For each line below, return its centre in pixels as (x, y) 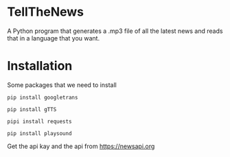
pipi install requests (39, 121)
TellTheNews (46, 12)
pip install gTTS (32, 109)
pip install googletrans (43, 97)
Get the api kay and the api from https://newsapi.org (81, 146)
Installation (40, 66)
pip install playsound (39, 133)
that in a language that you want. (54, 38)
